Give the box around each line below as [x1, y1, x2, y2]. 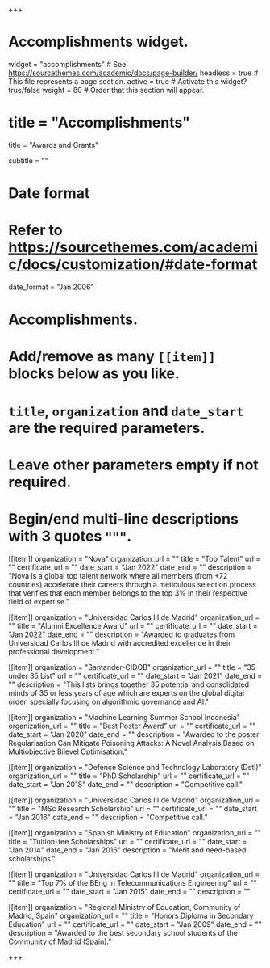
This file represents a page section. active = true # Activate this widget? [8, 76, 247, 86]
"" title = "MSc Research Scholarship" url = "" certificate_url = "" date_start [8, 803, 258, 813]
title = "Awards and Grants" [8, 140, 99, 149]
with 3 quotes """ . [8, 527, 132, 545]
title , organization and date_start [8, 402, 244, 420]
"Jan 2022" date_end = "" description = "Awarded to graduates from [8, 629, 235, 639]
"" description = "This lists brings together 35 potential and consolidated [8, 680, 250, 689]
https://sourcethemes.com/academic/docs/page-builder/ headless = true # [8, 68, 259, 78]
